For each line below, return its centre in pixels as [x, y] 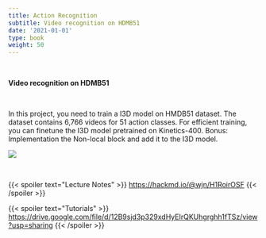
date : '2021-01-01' [40, 30]
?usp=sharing [31, 225]
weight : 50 [26, 45]
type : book [26, 38]
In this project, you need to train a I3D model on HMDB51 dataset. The [122, 114]
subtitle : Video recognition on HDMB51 [74, 23]
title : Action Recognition [53, 15]
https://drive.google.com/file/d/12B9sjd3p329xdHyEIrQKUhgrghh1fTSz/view [133, 217]
